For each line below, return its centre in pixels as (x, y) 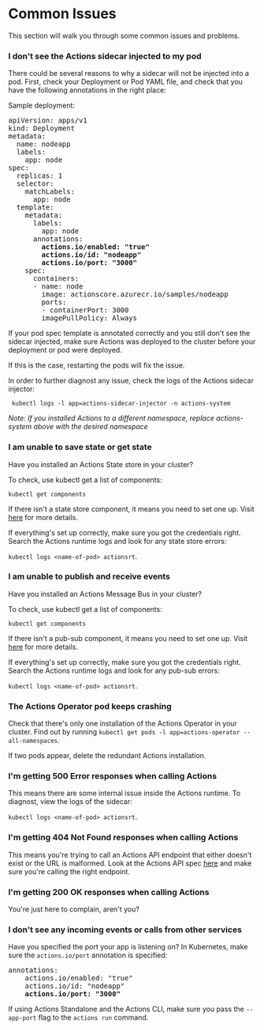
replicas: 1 (39, 176)
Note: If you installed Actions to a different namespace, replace (111, 418)
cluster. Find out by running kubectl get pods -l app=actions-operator (124, 732)
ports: (54, 302)
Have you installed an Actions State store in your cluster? (101, 464)
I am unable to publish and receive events (89, 576)
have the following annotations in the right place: (87, 90)
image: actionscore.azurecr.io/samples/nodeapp (135, 294)
